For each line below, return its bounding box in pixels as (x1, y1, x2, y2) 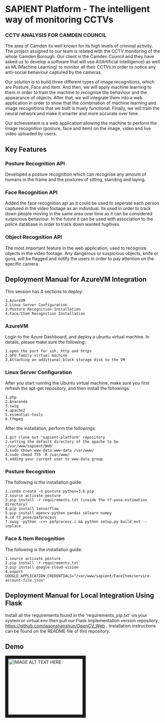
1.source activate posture (5, 556, 61, 561)
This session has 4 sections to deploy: (5, 288, 83, 294)
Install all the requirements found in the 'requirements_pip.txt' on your (5, 612, 148, 618)
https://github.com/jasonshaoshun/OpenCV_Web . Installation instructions (5, 623, 156, 629)
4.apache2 (5, 408, 26, 413)
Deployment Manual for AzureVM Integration (5, 275, 147, 284)
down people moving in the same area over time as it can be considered (5, 211, 153, 217)
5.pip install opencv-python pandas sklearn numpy (5, 511, 112, 516)
